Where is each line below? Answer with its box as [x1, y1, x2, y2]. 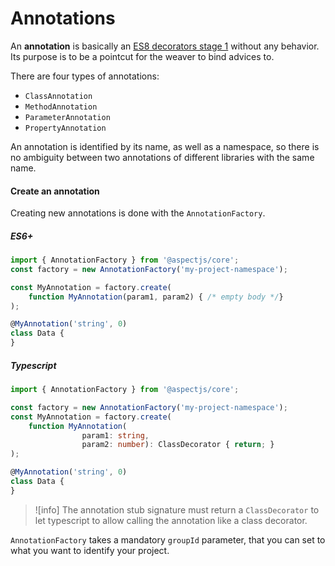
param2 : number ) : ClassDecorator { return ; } [81, 440, 275, 450]
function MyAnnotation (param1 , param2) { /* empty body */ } [28, 292, 284, 302]
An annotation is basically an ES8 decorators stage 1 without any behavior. [10, 40, 320, 52]
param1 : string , [81, 430, 150, 441]
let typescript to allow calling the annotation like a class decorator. [34, 514, 308, 526]
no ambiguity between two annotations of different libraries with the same [10, 151, 315, 163]
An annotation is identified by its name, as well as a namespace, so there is [10, 140, 320, 152]
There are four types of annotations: [10, 70, 160, 82]
